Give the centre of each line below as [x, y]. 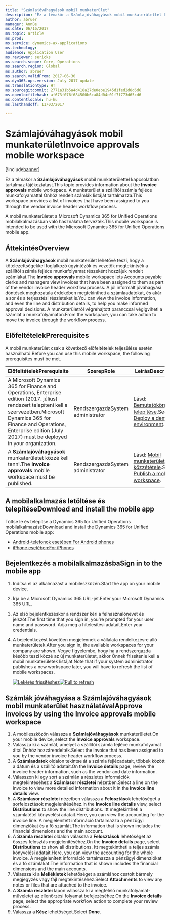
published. [20, 483]
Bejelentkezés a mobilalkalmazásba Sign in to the [84, 563]
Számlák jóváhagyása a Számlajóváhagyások [78, 698]
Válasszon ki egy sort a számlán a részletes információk [71, 777]
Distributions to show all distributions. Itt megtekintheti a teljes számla [86, 847]
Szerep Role [101, 371]
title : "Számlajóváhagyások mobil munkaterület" [57, 10]
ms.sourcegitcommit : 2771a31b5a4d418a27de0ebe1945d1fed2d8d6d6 [73, 90]
